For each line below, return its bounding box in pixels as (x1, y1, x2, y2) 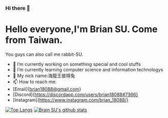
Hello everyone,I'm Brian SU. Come (5, 23, 158, 35)
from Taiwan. (5, 34, 63, 46)
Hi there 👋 (5, 5, 31, 12)
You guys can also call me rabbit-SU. (5, 51, 83, 57)
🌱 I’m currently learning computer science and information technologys (12, 66, 163, 73)
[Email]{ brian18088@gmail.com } (12, 86, 81, 92)
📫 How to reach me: (12, 79, 57, 85)
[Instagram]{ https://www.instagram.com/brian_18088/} (12, 97, 129, 103)
